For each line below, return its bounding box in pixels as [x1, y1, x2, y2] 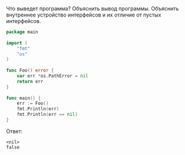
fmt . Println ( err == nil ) [17, 112, 78, 118]
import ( [6, 40, 28, 46]
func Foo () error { [6, 67, 54, 73]
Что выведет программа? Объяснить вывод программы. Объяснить [6, 5, 179, 12]
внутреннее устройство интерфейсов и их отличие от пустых [6, 11, 161, 18]
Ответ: [6, 127, 23, 135]
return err [17, 78, 44, 85]
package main [6, 29, 38, 35]
